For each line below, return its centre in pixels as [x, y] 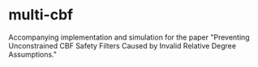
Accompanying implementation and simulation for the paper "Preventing [129, 37]
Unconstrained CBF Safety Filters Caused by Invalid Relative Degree [123, 45]
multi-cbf [41, 15]
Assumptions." [32, 54]
